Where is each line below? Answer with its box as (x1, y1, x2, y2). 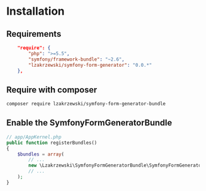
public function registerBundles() (6, 140, 97, 146)
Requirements (6, 29, 61, 39)
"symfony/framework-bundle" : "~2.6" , (28, 56, 124, 62)
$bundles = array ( (17, 151, 64, 157)
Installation (6, 4, 65, 18)
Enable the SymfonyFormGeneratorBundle (6, 118, 172, 128)
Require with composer (6, 84, 97, 95)
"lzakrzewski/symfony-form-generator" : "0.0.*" (28, 62, 152, 68)
